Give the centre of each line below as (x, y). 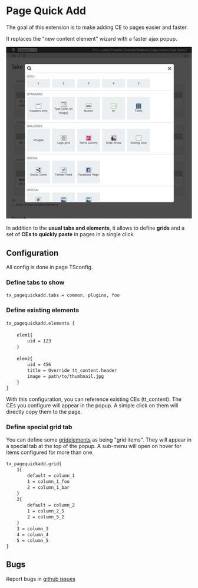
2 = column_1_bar (48, 488)
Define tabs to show (35, 283)
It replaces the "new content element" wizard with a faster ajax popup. (92, 38)
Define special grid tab (39, 427)
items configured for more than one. (50, 452)
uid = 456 (39, 364)
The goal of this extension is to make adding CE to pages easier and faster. (97, 27)
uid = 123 (39, 341)
